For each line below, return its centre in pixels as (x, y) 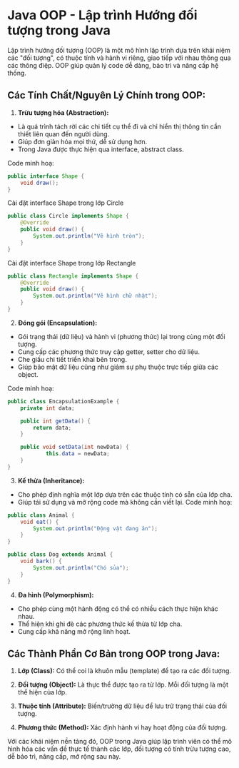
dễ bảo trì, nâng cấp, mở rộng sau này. (64, 757)
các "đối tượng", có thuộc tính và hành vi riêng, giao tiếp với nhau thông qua (119, 58)
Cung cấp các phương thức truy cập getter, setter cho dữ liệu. (108, 352)
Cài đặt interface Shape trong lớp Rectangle (72, 263)
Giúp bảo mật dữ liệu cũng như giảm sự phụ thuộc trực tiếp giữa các (118, 367)
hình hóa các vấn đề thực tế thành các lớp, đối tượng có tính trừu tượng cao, (119, 749)
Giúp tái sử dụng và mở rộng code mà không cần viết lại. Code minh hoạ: (125, 502)
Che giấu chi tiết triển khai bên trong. (72, 359)
